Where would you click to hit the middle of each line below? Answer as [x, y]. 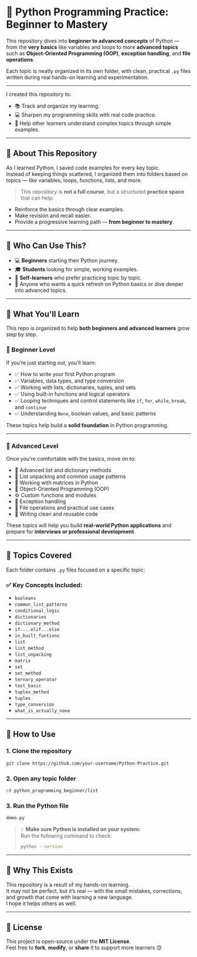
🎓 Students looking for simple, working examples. [76, 269]
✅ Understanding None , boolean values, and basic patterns [85, 413]
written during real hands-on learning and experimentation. [78, 77]
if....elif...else [37, 630]
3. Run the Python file [38, 806]
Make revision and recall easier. [53, 215]
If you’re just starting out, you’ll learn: [51, 363]
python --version [42, 846]
